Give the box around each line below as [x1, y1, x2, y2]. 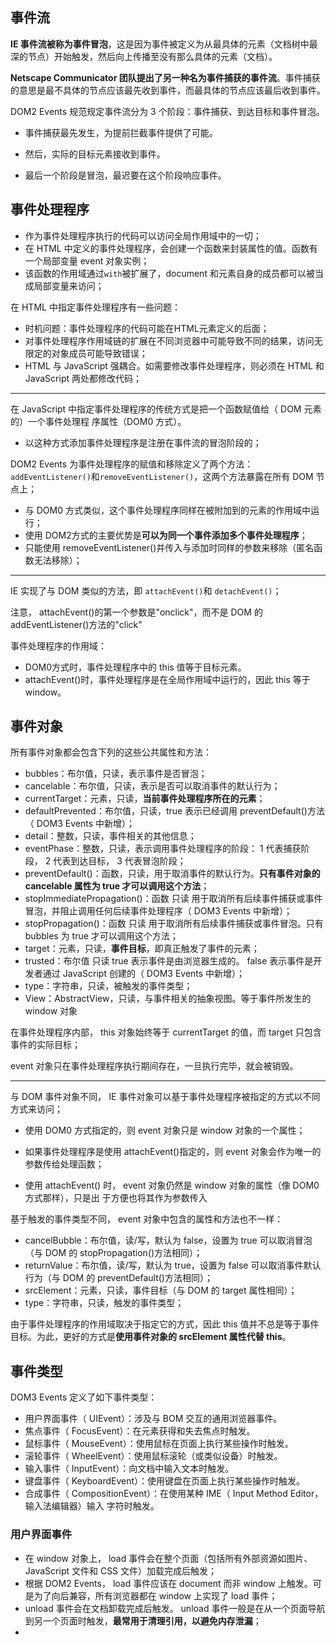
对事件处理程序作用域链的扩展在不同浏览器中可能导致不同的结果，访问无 [24, 334, 323, 347]
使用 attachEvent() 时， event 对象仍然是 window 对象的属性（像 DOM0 [24, 1179, 320, 1192]
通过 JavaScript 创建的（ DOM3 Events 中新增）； [42, 968, 246, 980]
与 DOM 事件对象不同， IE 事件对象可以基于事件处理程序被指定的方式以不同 [10, 1091, 321, 1103]
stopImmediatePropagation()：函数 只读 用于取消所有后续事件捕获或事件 [24, 893, 323, 905]
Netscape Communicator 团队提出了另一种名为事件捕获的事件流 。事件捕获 [10, 71, 321, 83]
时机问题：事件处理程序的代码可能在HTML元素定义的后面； [24, 322, 270, 334]
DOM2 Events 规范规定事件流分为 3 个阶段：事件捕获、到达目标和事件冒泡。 [10, 105, 325, 117]
